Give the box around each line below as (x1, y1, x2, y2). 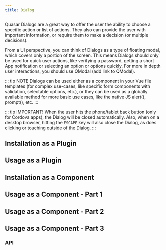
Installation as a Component (5, 173, 94, 182)
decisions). (5, 37, 28, 43)
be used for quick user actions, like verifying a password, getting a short (5, 57, 154, 63)
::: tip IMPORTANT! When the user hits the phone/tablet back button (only (5, 109, 156, 115)
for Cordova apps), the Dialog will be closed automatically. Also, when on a (5, 114, 160, 120)
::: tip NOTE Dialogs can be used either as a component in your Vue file (5, 78, 151, 84)
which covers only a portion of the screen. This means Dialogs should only (5, 52, 159, 58)
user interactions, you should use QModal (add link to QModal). (5, 68, 136, 74)
